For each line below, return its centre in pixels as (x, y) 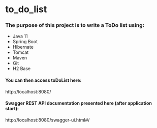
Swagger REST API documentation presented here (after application (79, 103)
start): (12, 109)
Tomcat (21, 52)
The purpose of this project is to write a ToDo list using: (75, 25)
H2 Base (22, 69)
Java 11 (20, 36)
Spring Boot (25, 42)
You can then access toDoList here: (43, 80)
